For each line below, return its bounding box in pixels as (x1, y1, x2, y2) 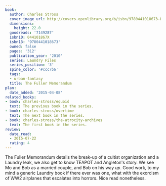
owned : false (9, 44, 37, 49)
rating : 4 (9, 140, 30, 146)
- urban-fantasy (9, 76, 43, 81)
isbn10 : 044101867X (9, 35, 50, 40)
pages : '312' (9, 48, 37, 53)
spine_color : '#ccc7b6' (9, 67, 58, 72)
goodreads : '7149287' (9, 30, 54, 35)
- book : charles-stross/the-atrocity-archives (5, 117, 103, 123)
